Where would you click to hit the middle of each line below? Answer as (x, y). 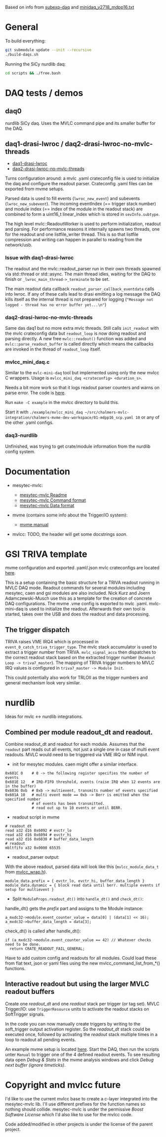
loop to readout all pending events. (41, 1039)
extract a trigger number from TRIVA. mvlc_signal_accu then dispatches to (81, 652)
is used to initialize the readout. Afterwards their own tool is (85, 609)
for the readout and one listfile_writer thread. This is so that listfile (72, 234)
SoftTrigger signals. (25, 1014)
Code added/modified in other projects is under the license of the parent (79, 1124)
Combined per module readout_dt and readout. (79, 732)
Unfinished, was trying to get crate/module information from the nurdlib (78, 446)
